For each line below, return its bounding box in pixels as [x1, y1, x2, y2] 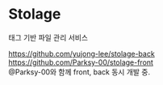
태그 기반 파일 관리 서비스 [8, 32, 89, 42]
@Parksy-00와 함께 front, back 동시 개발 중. [8, 66, 151, 77]
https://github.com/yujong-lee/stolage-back [8, 49, 155, 58]
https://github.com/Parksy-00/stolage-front [8, 57, 153, 67]
